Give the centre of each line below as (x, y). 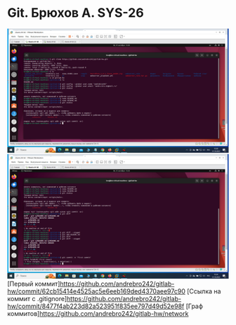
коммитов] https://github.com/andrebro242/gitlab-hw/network (98, 313)
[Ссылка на (204, 291)
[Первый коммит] (34, 284)
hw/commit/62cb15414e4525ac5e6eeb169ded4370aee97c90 (97, 291)
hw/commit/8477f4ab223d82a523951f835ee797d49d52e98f (96, 306)
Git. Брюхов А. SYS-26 (76, 13)
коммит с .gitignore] (37, 298)
